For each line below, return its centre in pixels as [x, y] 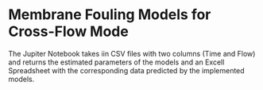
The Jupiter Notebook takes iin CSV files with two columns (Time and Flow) [132, 53]
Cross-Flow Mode [68, 31]
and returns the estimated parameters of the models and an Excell [116, 62]
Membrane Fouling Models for [110, 15]
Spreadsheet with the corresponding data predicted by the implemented [126, 70]
